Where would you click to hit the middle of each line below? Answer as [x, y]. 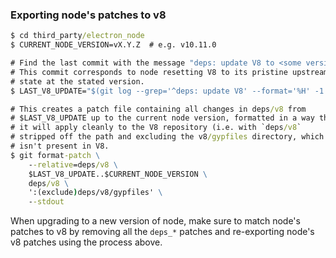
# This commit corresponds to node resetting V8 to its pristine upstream [169, 72]
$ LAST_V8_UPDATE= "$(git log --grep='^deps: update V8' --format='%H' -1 [167, 91]
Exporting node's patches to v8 [88, 15]
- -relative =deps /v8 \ [73, 164]
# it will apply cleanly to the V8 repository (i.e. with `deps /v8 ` [156, 128]
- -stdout [46, 202]
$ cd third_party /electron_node [77, 36]
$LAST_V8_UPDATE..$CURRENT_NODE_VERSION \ [118, 174]
